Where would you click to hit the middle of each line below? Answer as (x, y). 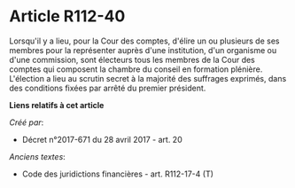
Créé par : (27, 122)
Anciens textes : (38, 156)
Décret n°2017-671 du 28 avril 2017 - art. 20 (102, 139)
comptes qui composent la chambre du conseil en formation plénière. (136, 69)
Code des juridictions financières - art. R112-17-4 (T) (118, 174)
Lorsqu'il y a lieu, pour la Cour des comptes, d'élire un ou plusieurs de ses (144, 41)
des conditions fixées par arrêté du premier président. (108, 88)
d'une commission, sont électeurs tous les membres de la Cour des (132, 59)
